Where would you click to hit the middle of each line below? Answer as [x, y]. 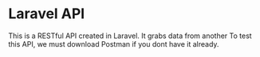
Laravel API [47, 14]
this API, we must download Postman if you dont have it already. [114, 44]
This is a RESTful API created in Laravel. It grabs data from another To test [130, 36]
